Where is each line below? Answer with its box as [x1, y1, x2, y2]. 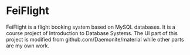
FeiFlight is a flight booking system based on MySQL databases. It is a [6, 23, 176, 30]
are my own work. [6, 42, 50, 49]
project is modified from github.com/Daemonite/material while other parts [6, 36, 184, 43]
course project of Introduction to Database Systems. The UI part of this [6, 29, 178, 36]
